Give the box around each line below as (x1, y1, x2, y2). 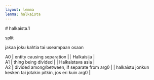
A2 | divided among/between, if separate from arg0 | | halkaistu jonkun (5, 64, 150, 70)
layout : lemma (5, 7, 35, 12)
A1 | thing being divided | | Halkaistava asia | (5, 59, 95, 65)
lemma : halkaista (5, 12, 41, 17)
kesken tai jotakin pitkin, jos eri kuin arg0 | (5, 69, 91, 75)
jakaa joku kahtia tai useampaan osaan (5, 44, 84, 50)
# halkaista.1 (5, 25, 30, 31)
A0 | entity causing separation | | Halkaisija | (5, 53, 95, 59)
